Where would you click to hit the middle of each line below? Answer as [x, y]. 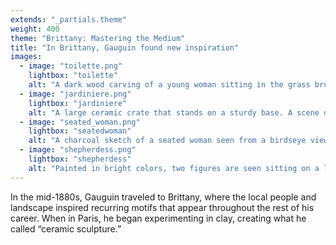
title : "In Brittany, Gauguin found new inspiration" [125, 47]
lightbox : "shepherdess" [80, 159]
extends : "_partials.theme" [69, 19]
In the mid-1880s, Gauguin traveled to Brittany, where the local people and [163, 197]
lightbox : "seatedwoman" [80, 131]
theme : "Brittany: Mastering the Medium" [98, 38]
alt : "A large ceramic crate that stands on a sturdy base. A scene [174, 112]
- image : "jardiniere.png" [75, 94]
